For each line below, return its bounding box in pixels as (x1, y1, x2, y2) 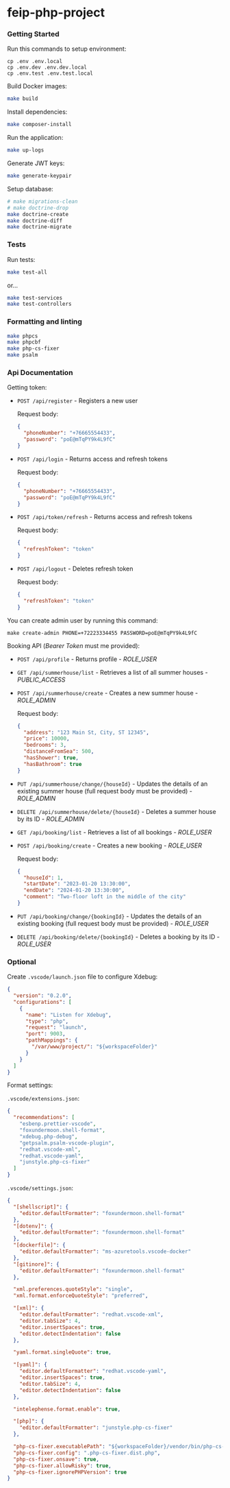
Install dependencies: (7, 108, 68, 116)
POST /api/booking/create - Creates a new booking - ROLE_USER (16, 841, 202, 850)
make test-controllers (7, 300, 72, 308)
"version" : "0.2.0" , (13, 992, 72, 999)
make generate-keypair (7, 173, 72, 180)
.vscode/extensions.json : (7, 1094, 80, 1103)
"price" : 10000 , (23, 735, 70, 742)
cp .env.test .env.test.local (7, 70, 94, 77)
